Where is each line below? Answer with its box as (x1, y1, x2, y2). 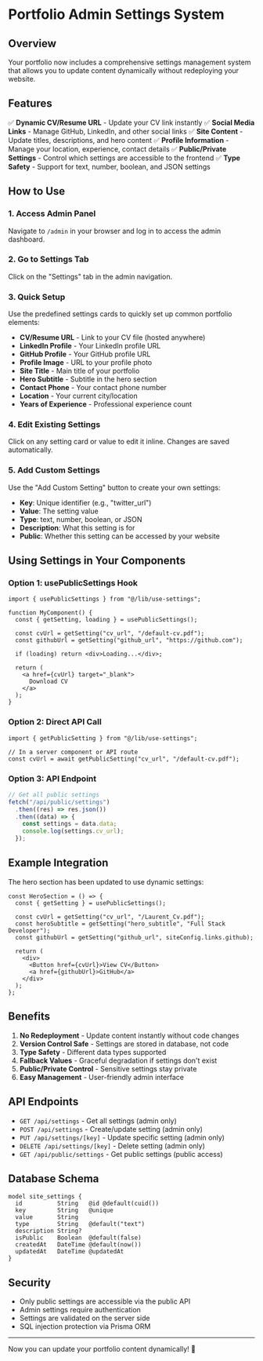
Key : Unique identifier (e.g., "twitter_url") (19, 498, 152, 507)
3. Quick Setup (8, 291, 66, 302)
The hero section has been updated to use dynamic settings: (8, 877, 204, 886)
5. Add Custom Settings (8, 465, 100, 476)
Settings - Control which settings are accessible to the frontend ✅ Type (8, 153, 241, 162)
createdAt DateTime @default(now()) (15, 1241, 142, 1249)
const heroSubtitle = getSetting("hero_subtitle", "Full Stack (15, 920, 225, 928)
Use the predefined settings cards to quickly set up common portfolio (8, 309, 232, 319)
